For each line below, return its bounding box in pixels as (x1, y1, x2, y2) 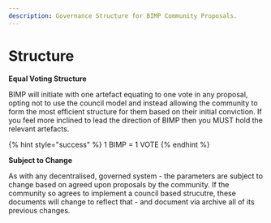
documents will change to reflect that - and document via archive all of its (8, 196, 255, 207)
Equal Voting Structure (8, 74, 87, 84)
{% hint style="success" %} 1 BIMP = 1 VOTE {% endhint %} (8, 139, 210, 149)
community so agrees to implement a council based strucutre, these (8, 188, 237, 198)
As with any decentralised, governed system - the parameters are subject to (8, 171, 264, 181)
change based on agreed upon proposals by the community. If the (8, 179, 230, 189)
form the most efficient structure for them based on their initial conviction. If (8, 106, 262, 116)
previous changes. (8, 205, 71, 215)
